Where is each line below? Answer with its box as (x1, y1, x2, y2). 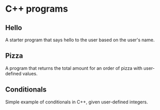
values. (22, 70, 38, 76)
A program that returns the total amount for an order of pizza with (5, 65, 143, 71)
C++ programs (5, 3, 69, 15)
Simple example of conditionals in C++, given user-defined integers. (5, 99, 148, 105)
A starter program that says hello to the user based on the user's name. (5, 37, 155, 43)
